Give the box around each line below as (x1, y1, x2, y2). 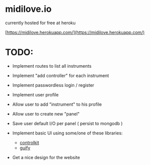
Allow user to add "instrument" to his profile (12, 101, 102, 107)
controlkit (19, 139, 40, 145)
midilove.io (5, 3, 52, 15)
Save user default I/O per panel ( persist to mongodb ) (12, 120, 123, 126)
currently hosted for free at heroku (5, 20, 76, 26)
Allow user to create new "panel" (12, 111, 80, 117)
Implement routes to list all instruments (12, 63, 92, 69)
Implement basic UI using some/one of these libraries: (12, 130, 123, 136)
